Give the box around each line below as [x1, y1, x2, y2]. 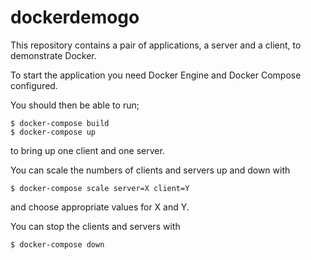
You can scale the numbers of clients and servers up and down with [10, 164, 291, 176]
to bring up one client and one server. [10, 144, 165, 156]
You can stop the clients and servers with [10, 220, 181, 232]
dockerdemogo [10, 6, 140, 29]
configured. [10, 79, 58, 91]
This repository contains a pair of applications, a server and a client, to [10, 39, 302, 51]
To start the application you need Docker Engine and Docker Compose [10, 69, 302, 81]
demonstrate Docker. [10, 49, 97, 61]
